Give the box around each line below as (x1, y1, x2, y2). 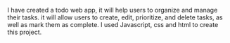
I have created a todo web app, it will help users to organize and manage (7, 6, 218, 14)
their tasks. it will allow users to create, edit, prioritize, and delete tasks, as (7, 13, 223, 21)
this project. (7, 28, 42, 36)
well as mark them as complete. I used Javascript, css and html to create (7, 21, 219, 28)
